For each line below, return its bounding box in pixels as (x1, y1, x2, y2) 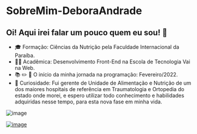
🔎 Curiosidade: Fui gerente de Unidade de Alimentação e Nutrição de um (14, 79, 192, 86)
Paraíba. (14, 52, 35, 59)
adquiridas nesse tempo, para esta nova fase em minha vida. (14, 98, 163, 105)
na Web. (14, 65, 35, 71)
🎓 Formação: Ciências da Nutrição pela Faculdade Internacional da (14, 43, 179, 51)
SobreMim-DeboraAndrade (6, 4, 142, 18)
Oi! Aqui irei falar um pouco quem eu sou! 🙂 (6, 28, 168, 38)
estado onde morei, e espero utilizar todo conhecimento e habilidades (14, 92, 185, 99)
